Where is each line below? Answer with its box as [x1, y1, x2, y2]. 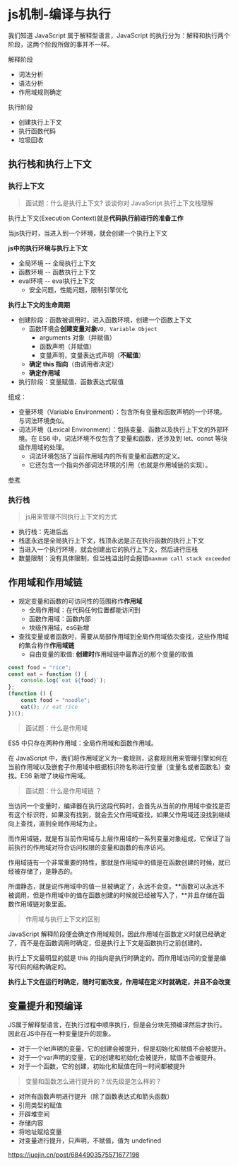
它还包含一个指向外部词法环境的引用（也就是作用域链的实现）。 [28, 461, 212, 469]
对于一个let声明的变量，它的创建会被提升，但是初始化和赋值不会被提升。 [18, 1044, 230, 1053]
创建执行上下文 [18, 117, 62, 126]
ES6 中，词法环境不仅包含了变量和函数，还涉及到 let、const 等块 [38, 434, 228, 442]
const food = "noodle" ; [20, 697, 91, 704]
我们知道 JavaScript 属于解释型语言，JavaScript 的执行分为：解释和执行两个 [8, 31, 230, 40]
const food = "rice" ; [8, 664, 72, 671]
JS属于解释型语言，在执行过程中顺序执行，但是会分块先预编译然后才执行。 [8, 1020, 226, 1029]
